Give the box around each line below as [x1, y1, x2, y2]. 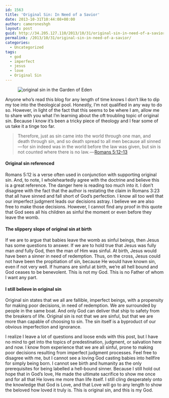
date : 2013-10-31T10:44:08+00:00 [5, 17, 75, 22]
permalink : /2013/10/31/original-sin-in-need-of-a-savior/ [5, 36, 132, 41]
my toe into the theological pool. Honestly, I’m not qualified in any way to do [5, 102, 162, 108]
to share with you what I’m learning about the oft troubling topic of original [5, 112, 159, 118]
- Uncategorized [10, 45, 44, 50]
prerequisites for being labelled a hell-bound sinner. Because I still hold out [5, 366, 160, 372]
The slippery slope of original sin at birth [5, 226, 92, 232]
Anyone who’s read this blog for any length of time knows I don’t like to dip [5, 96, 160, 102]
